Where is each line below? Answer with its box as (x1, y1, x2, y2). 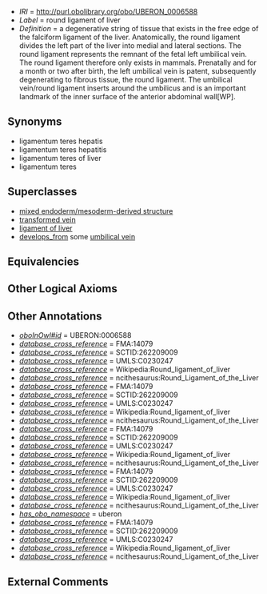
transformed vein (18, 215, 77, 224)
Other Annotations (7, 309, 102, 323)
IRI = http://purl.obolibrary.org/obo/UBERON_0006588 (18, 7, 198, 16)
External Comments (7, 575, 109, 588)
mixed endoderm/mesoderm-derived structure (18, 206, 173, 215)
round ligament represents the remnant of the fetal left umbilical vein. (18, 50, 247, 58)
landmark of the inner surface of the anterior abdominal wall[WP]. (18, 92, 237, 101)
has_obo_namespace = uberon (18, 509, 122, 519)
